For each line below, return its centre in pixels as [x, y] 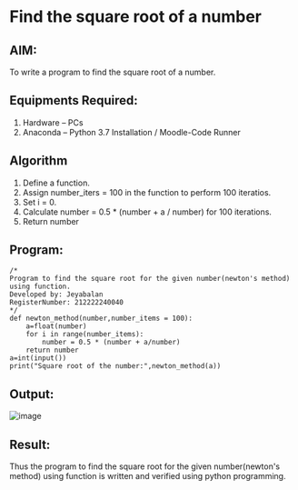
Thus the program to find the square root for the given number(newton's [145, 466]
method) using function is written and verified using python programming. [148, 476]
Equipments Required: [74, 100]
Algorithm [39, 161]
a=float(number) [57, 326]
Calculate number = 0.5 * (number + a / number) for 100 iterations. [147, 212]
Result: [30, 444]
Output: [32, 394]
